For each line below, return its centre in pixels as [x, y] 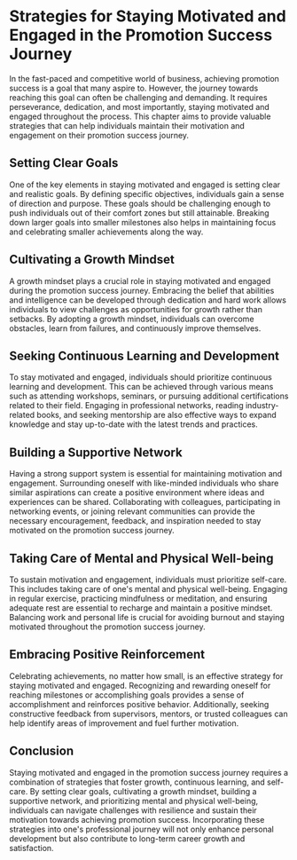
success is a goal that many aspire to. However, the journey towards [134, 88]
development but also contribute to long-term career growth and [127, 838]
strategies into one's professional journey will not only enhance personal [142, 829]
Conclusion [42, 751]
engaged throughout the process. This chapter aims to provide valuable [140, 116]
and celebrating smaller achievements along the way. [106, 232]
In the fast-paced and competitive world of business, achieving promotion [144, 78]
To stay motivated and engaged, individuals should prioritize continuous [141, 377]
